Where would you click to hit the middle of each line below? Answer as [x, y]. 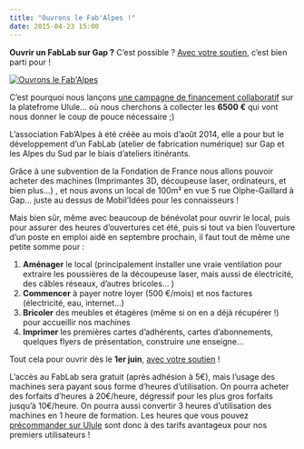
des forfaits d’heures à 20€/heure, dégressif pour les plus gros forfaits [142, 395]
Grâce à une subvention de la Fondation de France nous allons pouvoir [142, 171]
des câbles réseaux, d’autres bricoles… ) [98, 284]
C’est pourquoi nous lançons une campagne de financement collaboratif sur [152, 97]
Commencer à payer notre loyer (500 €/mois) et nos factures [137, 293]
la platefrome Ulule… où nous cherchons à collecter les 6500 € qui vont [144, 106]
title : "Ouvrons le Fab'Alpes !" [73, 18]
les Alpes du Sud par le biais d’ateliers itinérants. [100, 153]
